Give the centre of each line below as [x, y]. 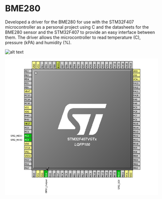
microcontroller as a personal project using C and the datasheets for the [77, 27]
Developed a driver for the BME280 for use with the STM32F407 [70, 22]
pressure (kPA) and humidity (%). [38, 42]
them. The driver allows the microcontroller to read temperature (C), [73, 37]
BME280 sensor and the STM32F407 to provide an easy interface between [80, 32]
